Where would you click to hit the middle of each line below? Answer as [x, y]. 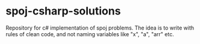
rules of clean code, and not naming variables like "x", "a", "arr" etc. [90, 34]
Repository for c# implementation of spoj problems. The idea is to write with [100, 28]
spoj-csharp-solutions [63, 11]
